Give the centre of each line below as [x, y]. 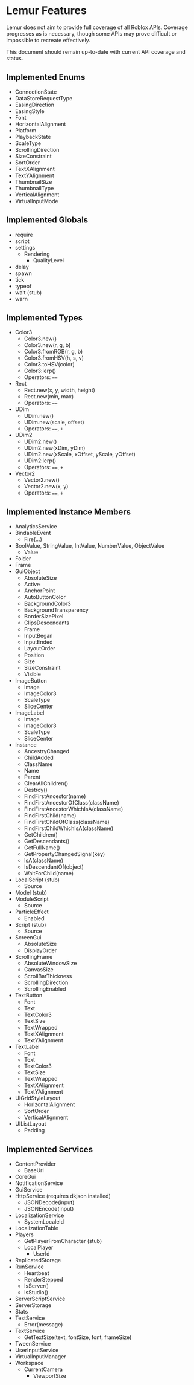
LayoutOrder [39, 649]
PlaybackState [33, 137]
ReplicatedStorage [38, 1260]
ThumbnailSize [33, 181]
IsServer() [36, 1286]
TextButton [29, 996]
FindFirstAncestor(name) [55, 796]
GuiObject [27, 571]
